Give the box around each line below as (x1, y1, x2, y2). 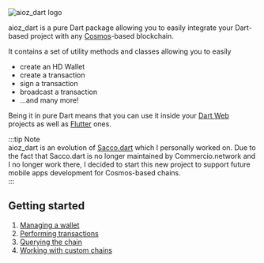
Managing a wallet (19, 220, 80, 230)
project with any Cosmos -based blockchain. (30, 32, 174, 40)
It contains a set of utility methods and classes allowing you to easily (8, 47, 232, 56)
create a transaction (19, 70, 85, 80)
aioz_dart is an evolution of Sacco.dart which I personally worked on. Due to (8, 143, 256, 152)
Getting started (8, 199, 85, 212)
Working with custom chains (19, 245, 113, 255)
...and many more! (19, 96, 79, 105)
